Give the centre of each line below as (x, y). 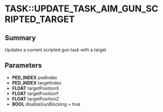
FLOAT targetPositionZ (35, 98)
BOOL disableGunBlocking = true (46, 104)
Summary (20, 38)
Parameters (23, 65)
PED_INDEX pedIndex (34, 77)
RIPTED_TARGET (40, 19)
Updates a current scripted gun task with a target (55, 50)
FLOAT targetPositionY (35, 93)
